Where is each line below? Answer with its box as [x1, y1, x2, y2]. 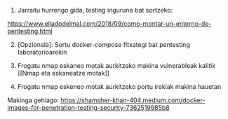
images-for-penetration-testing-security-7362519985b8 [7, 104, 170, 111]
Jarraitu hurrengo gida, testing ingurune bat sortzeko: [17, 6, 173, 14]
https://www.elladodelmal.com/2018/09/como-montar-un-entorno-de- [7, 20, 212, 27]
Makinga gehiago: [7, 96, 60, 104]
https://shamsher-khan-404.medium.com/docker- [60, 96, 206, 104]
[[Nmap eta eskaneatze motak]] [17, 69, 110, 77]
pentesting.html [7, 27, 53, 35]
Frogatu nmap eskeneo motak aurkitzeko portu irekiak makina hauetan [17, 83, 222, 90]
